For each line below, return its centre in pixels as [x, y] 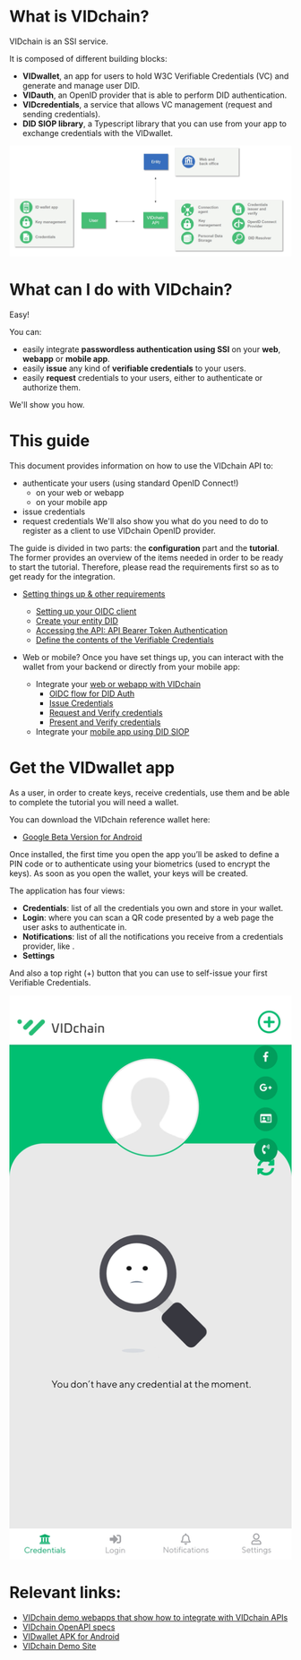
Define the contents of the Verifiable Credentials [125, 640]
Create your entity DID [77, 621]
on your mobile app [71, 502]
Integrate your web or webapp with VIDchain [118, 684]
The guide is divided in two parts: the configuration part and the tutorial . [144, 547]
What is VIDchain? [79, 17]
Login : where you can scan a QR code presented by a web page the [148, 917]
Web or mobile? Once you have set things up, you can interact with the [153, 657]
